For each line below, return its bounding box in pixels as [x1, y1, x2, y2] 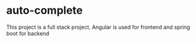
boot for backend [6, 29, 50, 37]
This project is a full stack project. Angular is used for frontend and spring [6, 23, 191, 31]
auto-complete [6, 4, 83, 17]
